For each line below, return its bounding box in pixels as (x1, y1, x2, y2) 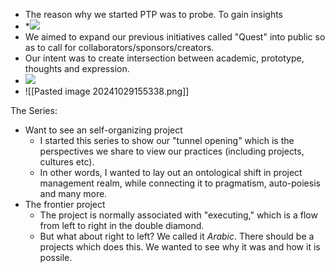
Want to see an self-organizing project (24, 124, 183, 136)
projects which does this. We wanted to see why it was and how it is (39, 241, 321, 253)
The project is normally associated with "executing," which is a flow (39, 209, 318, 221)
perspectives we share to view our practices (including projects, (39, 145, 305, 157)
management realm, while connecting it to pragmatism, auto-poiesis (39, 177, 321, 189)
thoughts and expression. (24, 63, 130, 74)
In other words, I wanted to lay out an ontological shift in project (39, 167, 303, 178)
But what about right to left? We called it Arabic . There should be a (39, 230, 315, 242)
